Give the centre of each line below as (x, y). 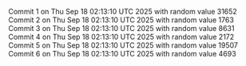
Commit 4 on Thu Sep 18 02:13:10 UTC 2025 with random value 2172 (121, 37)
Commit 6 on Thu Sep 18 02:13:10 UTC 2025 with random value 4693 (123, 54)
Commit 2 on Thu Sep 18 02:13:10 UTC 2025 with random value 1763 (121, 20)
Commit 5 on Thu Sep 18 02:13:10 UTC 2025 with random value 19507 (123, 45)
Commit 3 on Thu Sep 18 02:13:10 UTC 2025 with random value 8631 (121, 28)
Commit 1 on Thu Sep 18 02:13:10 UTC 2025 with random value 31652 (123, 12)
